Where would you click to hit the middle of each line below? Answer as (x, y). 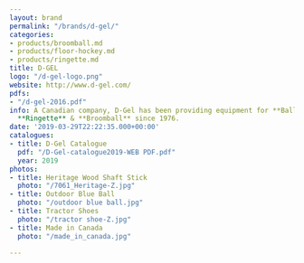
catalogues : (32, 136)
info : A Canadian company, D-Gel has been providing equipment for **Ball (153, 110)
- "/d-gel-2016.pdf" (48, 102)
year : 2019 (38, 160)
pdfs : (19, 93)
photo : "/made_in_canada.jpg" (74, 236)
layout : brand (36, 18)
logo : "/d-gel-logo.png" (56, 77)
